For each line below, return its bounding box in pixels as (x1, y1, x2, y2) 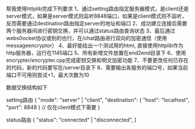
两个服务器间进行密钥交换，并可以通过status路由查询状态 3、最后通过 (6, 27, 176, 34)
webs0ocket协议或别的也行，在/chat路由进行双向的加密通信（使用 (6, 35, 167, 41)
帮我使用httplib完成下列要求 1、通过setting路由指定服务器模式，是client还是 (6, 5, 189, 12)
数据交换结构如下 (6, 84, 48, 91)
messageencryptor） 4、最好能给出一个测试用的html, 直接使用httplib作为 (6, 42, 184, 49)
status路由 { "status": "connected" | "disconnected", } (6, 117, 137, 123)
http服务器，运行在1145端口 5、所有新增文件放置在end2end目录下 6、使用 (6, 49, 187, 56)
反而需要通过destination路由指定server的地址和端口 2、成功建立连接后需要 (6, 20, 187, 27)
